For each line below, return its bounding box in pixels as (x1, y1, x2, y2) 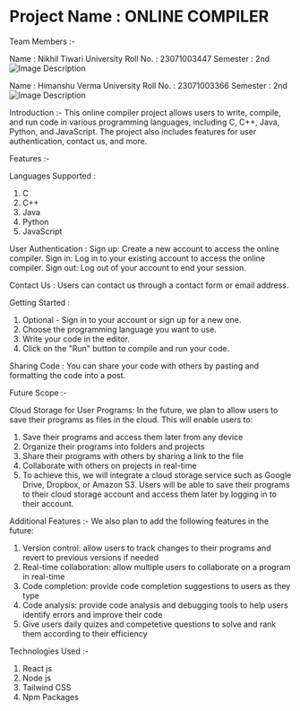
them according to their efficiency (21, 628, 148, 638)
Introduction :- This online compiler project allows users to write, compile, (9, 107, 281, 117)
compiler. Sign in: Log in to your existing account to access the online (9, 253, 266, 264)
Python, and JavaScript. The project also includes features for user (9, 126, 257, 136)
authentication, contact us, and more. (9, 135, 148, 146)
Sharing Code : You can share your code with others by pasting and (9, 360, 260, 371)
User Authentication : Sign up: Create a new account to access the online (9, 243, 279, 254)
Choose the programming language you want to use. (21, 324, 217, 334)
